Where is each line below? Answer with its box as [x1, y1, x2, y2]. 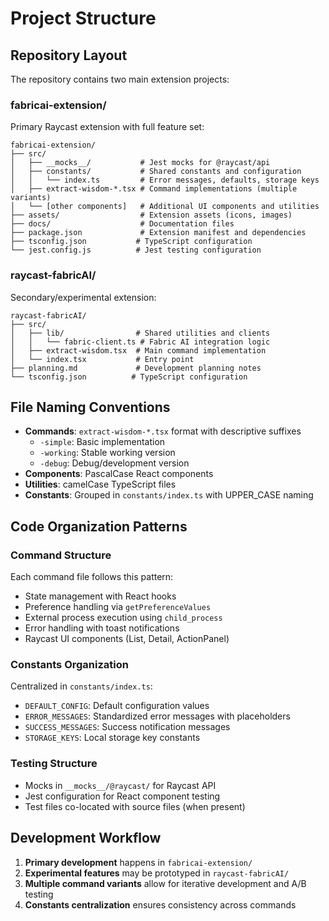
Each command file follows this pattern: [10, 571, 174, 583]
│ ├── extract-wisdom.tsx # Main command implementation [10, 345, 267, 356]
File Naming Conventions [10, 398, 171, 416]
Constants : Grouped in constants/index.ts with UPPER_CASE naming [24, 489, 314, 501]
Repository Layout [10, 47, 128, 64]
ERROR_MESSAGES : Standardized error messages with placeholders [24, 710, 291, 722]
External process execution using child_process [24, 612, 223, 624]
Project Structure [10, 7, 157, 30]
